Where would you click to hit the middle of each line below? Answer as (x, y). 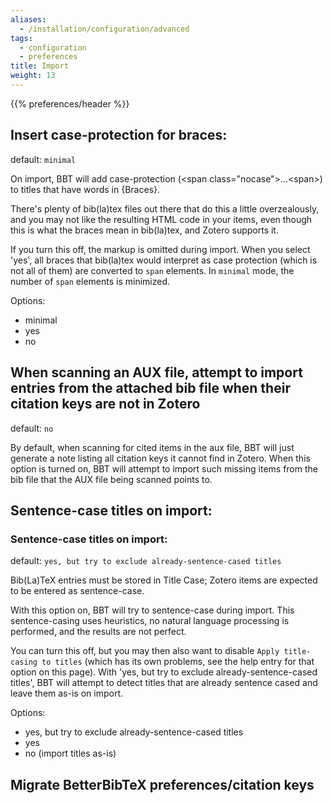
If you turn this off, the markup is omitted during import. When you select (160, 249)
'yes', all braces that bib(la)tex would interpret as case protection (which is (164, 260)
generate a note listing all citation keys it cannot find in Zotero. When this (160, 458)
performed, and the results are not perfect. (98, 632)
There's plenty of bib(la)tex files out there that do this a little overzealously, (165, 208)
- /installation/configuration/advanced (104, 29)
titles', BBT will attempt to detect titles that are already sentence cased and (164, 683)
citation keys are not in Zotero (105, 404)
